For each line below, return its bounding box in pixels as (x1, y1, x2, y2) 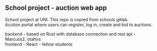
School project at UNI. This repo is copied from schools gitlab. (5, 16, 129, 22)
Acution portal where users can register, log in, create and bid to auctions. (5, 22, 153, 27)
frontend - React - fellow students (5, 41, 72, 47)
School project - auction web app (5, 4, 107, 12)
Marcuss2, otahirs (5, 36, 41, 42)
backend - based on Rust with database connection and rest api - (5, 31, 136, 37)
